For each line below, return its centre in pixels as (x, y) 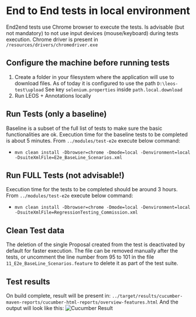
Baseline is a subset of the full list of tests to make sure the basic (84, 128)
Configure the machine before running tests (88, 63)
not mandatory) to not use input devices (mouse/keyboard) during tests (92, 33)
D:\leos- (168, 84)
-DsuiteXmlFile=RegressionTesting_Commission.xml (76, 213)
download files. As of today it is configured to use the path (85, 83)
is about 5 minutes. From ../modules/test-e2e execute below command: (93, 140)
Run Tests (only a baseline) (56, 114)
